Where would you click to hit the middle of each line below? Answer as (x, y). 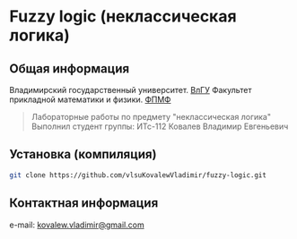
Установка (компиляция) (83, 154)
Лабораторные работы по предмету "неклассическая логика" (151, 117)
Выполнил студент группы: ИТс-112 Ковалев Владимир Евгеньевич (160, 126)
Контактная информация (84, 203)
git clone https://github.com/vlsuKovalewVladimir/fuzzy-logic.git (138, 175)
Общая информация (70, 68)
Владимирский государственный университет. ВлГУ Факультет (131, 90)
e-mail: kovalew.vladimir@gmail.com (77, 225)
